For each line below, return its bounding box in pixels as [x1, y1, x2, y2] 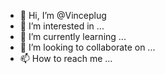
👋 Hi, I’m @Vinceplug [19, 10, 107, 21]
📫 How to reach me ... [19, 53, 113, 64]
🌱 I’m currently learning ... [19, 31, 127, 42]
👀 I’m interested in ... [19, 20, 105, 32]
